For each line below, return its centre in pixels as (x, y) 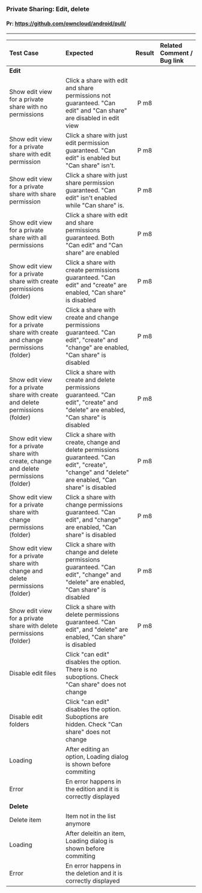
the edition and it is (92, 789)
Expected (79, 53)
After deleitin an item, (96, 833)
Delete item (26, 820)
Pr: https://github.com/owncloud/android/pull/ (66, 23)
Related (171, 46)
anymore (78, 824)
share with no (29, 107)
